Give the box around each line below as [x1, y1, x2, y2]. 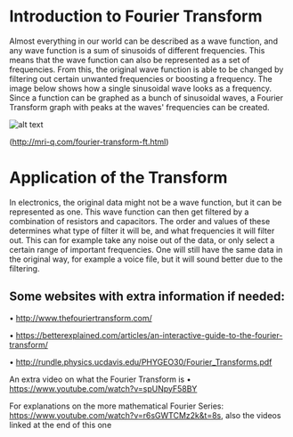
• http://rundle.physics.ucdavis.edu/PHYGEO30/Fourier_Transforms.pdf [9, 356, 273, 367]
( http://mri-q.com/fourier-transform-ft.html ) [9, 136, 169, 147]
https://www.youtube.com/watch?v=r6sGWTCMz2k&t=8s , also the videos [9, 409, 281, 420]
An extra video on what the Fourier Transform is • [9, 374, 191, 384]
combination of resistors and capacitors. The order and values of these [9, 215, 271, 226]
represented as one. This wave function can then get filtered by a [9, 206, 249, 217]
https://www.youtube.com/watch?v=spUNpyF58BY [9, 383, 198, 393]
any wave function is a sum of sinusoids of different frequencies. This [9, 45, 265, 55]
